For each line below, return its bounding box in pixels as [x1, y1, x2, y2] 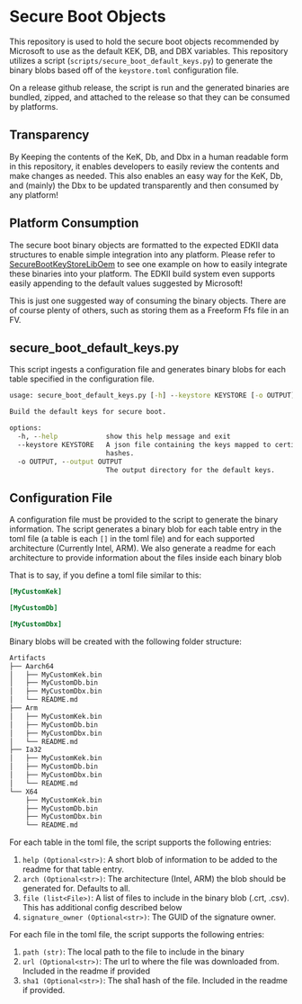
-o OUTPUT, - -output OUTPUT [17, 457, 123, 466]
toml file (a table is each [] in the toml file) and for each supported [9, 533, 255, 544]
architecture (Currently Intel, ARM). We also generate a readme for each [9, 542, 276, 554]
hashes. [105, 448, 135, 458]
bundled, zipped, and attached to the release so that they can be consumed [9, 92, 290, 103]
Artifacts [9, 653, 47, 662]
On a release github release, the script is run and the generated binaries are [9, 82, 290, 93]
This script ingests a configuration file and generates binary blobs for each [9, 364, 286, 375]
